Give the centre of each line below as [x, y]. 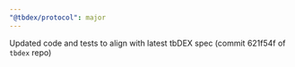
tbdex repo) [30, 52]
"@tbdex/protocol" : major [57, 17]
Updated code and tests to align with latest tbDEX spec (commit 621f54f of [147, 43]
